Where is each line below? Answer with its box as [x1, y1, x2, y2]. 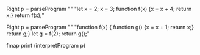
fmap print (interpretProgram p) [6, 42, 86, 49]
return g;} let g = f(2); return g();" [6, 30, 90, 37]
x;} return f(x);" [6, 12, 45, 19]
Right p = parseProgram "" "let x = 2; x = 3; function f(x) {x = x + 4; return [6, 5, 192, 12]
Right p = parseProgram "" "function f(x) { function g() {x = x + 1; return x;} [6, 24, 194, 31]
